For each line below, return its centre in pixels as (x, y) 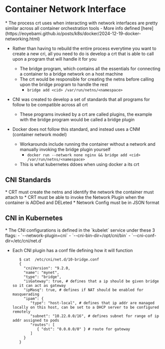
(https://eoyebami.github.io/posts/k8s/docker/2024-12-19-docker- (73, 33)
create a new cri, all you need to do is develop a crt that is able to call (83, 54)
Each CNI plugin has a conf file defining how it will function (72, 250)
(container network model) (39, 134)
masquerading (26, 294)
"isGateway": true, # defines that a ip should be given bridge (91, 281)
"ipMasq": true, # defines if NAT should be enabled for (83, 290)
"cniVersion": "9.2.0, (47, 268)
